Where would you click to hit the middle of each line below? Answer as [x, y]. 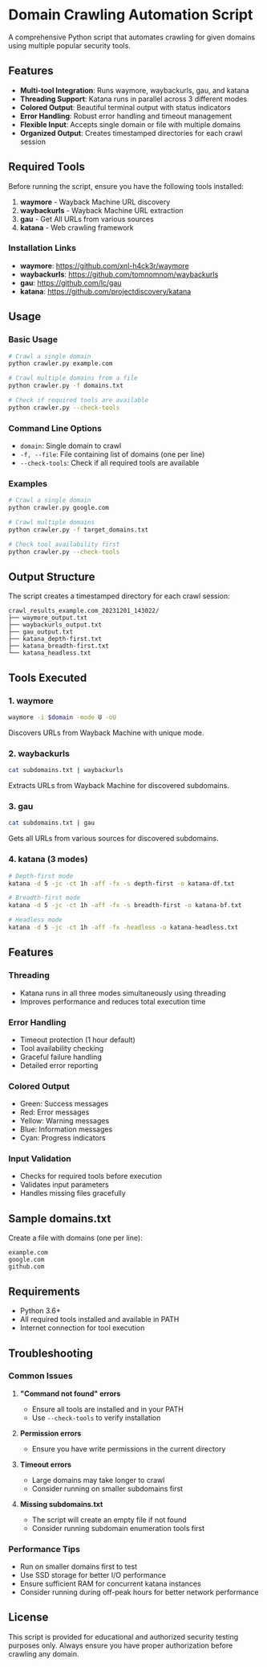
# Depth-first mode [41, 876]
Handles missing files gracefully [73, 1193]
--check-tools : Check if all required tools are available [109, 463]
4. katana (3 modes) [48, 860]
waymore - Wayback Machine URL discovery [95, 202]
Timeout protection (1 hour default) [78, 1040]
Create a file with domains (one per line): [75, 1238]
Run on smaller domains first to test [79, 1566]
